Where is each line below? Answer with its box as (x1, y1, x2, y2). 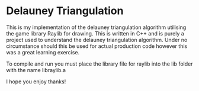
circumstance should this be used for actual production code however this (6, 43, 188, 50)
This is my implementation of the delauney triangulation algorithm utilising (6, 24, 187, 31)
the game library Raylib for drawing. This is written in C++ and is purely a (6, 30, 185, 37)
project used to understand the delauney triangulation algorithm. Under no (6, 36, 188, 43)
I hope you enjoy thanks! (6, 78, 66, 85)
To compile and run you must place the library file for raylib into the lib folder (6, 60, 193, 67)
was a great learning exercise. (6, 48, 80, 56)
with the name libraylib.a (6, 66, 66, 73)
